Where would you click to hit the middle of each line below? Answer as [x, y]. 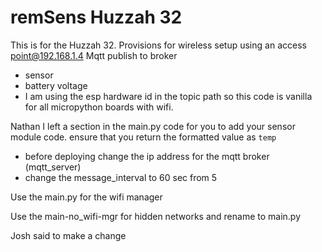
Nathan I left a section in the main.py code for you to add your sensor [153, 126]
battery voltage [56, 85]
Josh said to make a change [68, 235]
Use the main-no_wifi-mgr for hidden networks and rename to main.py [156, 216]
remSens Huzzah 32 [96, 17]
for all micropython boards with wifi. [99, 107]
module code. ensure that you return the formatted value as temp [143, 137]
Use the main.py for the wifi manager [86, 197]
